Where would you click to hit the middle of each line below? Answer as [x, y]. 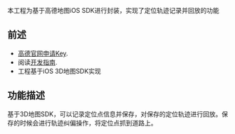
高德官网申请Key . [43, 53]
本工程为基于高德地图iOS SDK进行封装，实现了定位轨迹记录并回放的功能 [113, 10]
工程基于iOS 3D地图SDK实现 [59, 71]
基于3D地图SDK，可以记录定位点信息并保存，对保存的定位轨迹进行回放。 [115, 114]
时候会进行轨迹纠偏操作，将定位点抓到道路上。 [88, 123]
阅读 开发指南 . [37, 62]
